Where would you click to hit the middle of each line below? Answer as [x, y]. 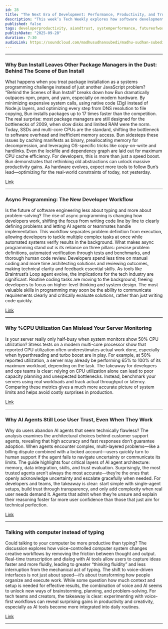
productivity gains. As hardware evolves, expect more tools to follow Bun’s [82, 167]
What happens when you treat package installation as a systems [71, 82]
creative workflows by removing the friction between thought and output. [80, 554]
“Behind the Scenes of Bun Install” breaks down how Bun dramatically [77, 93]
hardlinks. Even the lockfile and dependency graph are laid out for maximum [84, 151]
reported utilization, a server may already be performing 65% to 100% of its [83, 360]
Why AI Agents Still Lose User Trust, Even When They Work [79, 419]
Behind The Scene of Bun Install [45, 71]
